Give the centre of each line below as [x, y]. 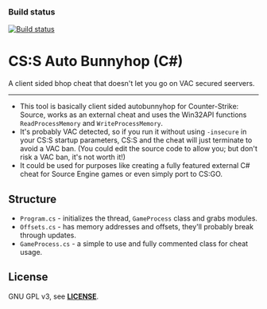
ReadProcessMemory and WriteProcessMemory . [91, 123]
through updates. [48, 235]
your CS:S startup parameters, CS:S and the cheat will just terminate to [136, 140]
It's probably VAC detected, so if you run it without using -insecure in [133, 132]
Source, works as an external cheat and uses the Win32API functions [133, 115]
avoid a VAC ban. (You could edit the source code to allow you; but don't [139, 149]
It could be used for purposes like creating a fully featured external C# [135, 166]
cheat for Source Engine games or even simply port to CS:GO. [121, 174]
